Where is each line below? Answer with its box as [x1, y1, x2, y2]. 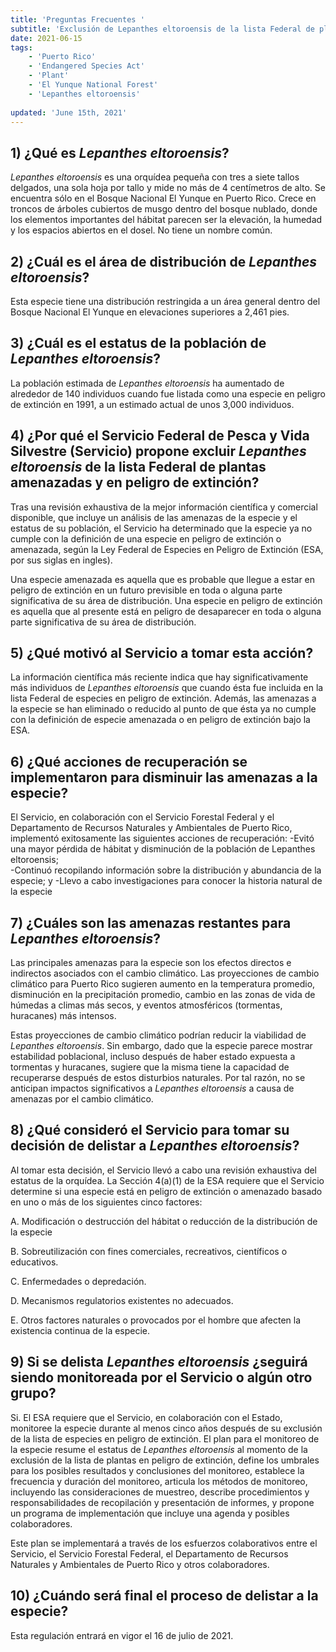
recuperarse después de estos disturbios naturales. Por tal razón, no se [10, 1072, 306, 1084]
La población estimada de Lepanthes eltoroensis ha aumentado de [10, 377, 285, 389]
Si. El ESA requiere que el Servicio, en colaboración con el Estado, [10, 1411, 283, 1423]
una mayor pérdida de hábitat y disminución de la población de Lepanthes [10, 843, 316, 855]
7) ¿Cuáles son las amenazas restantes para [10, 914, 292, 931]
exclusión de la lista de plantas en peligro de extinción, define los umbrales [10, 1454, 320, 1466]
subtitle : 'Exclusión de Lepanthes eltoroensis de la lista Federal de [10, 24, 315, 34]
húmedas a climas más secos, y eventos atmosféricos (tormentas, [10, 999, 283, 1011]
